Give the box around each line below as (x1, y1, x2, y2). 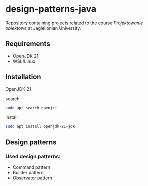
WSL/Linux (12, 58, 36, 64)
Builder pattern (12, 170, 44, 175)
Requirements (5, 40, 50, 48)
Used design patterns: (5, 153, 61, 160)
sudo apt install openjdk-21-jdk (5, 124, 75, 129)
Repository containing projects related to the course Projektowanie (5, 20, 143, 26)
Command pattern (12, 164, 51, 170)
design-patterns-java (5, 3, 97, 15)
